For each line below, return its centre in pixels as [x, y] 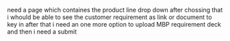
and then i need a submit [42, 31]
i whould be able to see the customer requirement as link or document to [110, 17]
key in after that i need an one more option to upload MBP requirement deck [114, 24]
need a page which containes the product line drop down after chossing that [115, 10]
